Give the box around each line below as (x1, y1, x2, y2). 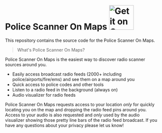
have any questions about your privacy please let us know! (5, 122, 124, 128)
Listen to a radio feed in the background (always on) (12, 86, 118, 93)
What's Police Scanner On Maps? (17, 47, 85, 53)
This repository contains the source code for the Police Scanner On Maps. (5, 37, 156, 43)
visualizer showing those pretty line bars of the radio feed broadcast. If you (5, 117, 158, 123)
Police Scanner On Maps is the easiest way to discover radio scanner (5, 56, 145, 62)
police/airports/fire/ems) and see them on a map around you (12, 76, 135, 82)
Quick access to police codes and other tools (12, 81, 104, 87)
